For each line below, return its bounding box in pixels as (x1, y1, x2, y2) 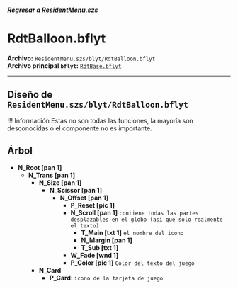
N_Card (38, 266, 62, 275)
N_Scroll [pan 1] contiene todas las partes (70, 209, 199, 217)
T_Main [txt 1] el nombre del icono (81, 229, 184, 237)
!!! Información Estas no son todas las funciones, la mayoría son (7, 117, 193, 125)
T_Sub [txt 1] (81, 244, 119, 252)
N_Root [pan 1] (17, 164, 62, 172)
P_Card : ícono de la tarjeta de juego (49, 273, 164, 283)
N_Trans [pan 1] (28, 171, 76, 180)
